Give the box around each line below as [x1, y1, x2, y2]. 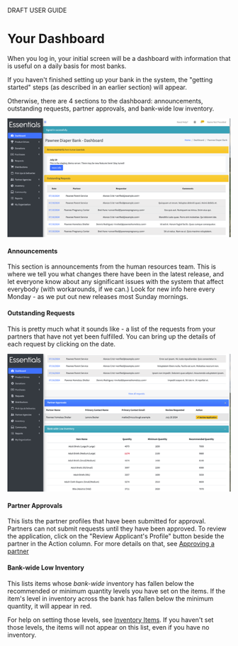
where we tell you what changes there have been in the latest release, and [7, 270, 225, 278]
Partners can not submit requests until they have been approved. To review [7, 524, 227, 533]
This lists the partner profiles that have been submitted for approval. [7, 517, 206, 526]
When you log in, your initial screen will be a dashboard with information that [7, 54, 231, 62]
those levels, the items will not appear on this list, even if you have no [7, 623, 210, 631]
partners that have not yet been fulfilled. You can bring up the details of [7, 332, 216, 341]
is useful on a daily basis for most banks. [7, 62, 127, 70]
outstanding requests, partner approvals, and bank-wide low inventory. [7, 104, 215, 113]
